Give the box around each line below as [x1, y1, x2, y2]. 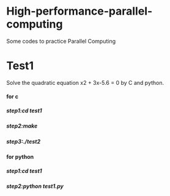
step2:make [6, 122, 38, 129]
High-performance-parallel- [6, 4, 153, 18]
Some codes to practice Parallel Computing [6, 37, 116, 45]
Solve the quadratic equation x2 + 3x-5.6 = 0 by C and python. [6, 79, 164, 86]
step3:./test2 [6, 137, 41, 145]
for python [6, 153, 34, 161]
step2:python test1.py [6, 183, 64, 190]
